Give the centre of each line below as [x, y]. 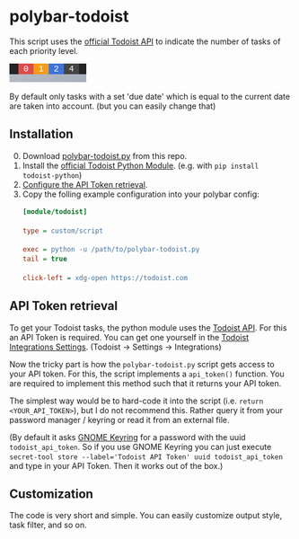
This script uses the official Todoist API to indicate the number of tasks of [145, 41]
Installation [41, 134]
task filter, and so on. [48, 525]
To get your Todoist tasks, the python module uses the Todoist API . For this [148, 327]
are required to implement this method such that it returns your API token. [145, 383]
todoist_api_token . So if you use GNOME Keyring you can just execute [141, 446]
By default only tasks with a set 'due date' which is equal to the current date [149, 96]
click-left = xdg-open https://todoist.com [105, 278]
